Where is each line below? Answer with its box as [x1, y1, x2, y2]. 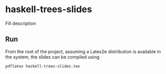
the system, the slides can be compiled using [5, 54, 100, 60]
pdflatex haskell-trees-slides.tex [5, 63, 80, 69]
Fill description [5, 20, 36, 26]
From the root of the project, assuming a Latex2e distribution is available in [5, 48, 161, 54]
